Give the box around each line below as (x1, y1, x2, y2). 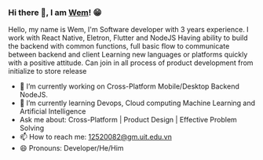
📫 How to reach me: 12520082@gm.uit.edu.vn (19, 133, 173, 142)
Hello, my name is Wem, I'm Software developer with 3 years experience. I (8, 25, 249, 35)
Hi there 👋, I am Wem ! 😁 (8, 7, 102, 18)
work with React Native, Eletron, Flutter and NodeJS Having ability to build (8, 33, 249, 42)
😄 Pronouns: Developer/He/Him (19, 144, 124, 153)
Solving (19, 123, 45, 133)
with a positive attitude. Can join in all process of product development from (8, 58, 254, 67)
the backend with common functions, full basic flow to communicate (8, 42, 230, 51)
